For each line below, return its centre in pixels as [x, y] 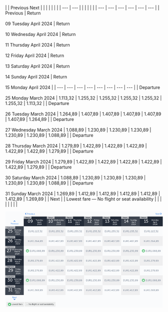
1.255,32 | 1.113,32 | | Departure [37, 103]
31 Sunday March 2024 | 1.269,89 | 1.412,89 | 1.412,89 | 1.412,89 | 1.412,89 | [83, 193]
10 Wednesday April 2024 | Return [40, 34]
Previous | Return [23, 13]
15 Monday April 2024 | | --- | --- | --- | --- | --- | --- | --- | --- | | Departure [83, 87]
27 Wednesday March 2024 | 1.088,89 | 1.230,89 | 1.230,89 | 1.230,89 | [78, 130]
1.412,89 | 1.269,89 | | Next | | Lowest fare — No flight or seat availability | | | [83, 199]
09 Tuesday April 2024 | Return [37, 23]
